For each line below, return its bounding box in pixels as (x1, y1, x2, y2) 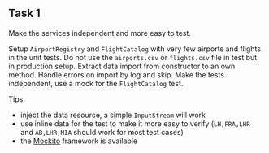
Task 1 (8, 7, 41, 20)
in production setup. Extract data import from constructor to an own (8, 61, 236, 71)
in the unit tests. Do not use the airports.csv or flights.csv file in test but (8, 52, 258, 62)
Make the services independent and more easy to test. (8, 28, 191, 37)
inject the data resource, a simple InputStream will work (20, 110, 206, 120)
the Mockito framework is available (20, 136, 138, 146)
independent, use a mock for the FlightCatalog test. (8, 78, 184, 88)
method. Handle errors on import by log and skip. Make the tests (8, 69, 225, 80)
